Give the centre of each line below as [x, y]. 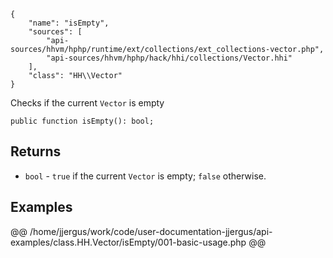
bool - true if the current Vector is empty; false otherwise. [145, 176]
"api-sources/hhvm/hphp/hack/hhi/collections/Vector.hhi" [169, 58]
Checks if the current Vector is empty [87, 103]
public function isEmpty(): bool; [82, 121]
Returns [36, 151]
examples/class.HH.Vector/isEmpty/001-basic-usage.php [128, 242]
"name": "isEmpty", [69, 23]
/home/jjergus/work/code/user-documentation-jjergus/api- [151, 231]
